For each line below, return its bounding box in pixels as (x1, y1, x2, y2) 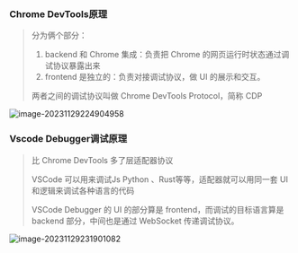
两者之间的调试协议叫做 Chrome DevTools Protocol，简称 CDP (31, 91, 263, 101)
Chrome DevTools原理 (9, 7, 108, 20)
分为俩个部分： (31, 30, 87, 41)
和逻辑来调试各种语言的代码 (31, 185, 135, 196)
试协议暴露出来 (44, 60, 101, 71)
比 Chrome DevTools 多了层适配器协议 (31, 154, 174, 165)
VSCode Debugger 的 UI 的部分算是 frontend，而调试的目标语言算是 (31, 204, 284, 214)
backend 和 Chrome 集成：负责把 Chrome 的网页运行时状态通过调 (44, 49, 290, 60)
